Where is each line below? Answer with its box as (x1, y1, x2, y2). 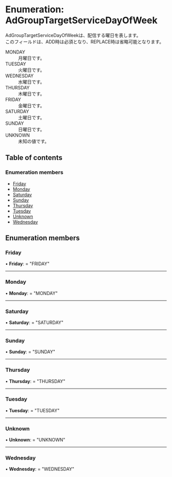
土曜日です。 (18, 114, 45, 120)
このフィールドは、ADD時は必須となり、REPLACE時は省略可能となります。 (5, 39, 164, 45)
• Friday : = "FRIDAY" (5, 261, 50, 267)
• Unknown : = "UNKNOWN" (5, 437, 66, 443)
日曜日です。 (18, 126, 45, 132)
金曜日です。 (18, 102, 45, 108)
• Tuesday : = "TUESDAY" (5, 407, 60, 413)
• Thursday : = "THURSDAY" (5, 378, 66, 384)
